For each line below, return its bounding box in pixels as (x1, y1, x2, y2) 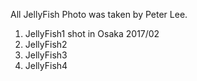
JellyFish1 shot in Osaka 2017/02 (24, 28, 160, 39)
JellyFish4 (24, 60, 68, 71)
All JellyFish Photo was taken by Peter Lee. (10, 9, 188, 20)
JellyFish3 (24, 49, 68, 61)
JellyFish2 (24, 39, 68, 50)
